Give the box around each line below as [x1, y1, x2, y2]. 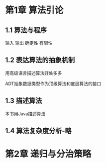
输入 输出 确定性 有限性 [5, 40, 53, 46]
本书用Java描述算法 [5, 110, 46, 117]
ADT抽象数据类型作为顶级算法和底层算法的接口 [5, 81, 102, 86]
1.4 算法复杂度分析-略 [5, 127, 72, 135]
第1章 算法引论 [5, 4, 64, 16]
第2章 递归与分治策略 [5, 149, 92, 160]
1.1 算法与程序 [5, 26, 47, 34]
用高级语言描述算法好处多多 [5, 70, 62, 76]
